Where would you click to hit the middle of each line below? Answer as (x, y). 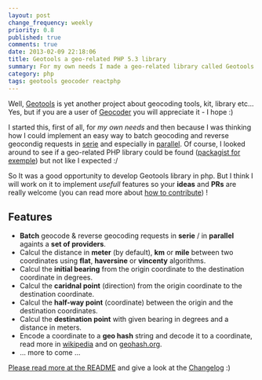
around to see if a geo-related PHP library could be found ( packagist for (124, 152)
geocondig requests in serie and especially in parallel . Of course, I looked (127, 144)
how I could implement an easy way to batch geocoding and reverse (118, 135)
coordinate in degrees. (56, 278)
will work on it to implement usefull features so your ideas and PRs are (122, 184)
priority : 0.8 (31, 30)
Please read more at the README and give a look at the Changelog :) (120, 368)
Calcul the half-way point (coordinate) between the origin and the (126, 302)
